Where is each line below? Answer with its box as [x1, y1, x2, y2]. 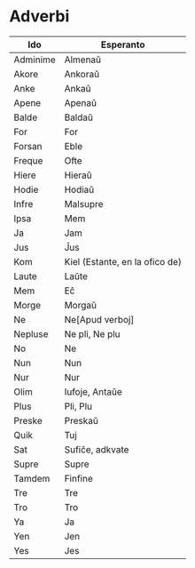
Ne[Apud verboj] [64, 313, 135, 325]
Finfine [64, 472, 93, 484]
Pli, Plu [64, 400, 93, 412]
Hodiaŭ [64, 183, 95, 196]
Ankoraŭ [64, 68, 100, 80]
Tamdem [13, 472, 51, 484]
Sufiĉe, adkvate [64, 443, 129, 455]
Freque [13, 154, 43, 166]
